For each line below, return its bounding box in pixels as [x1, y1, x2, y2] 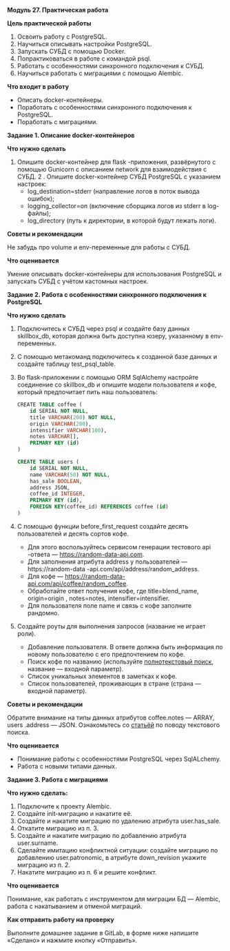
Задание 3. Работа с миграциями [7, 775, 108, 784]
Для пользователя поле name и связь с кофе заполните [27, 601, 192, 609]
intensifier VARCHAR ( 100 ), [30, 427, 107, 433]
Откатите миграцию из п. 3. [17, 824, 99, 832]
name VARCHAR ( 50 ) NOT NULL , [30, 471, 110, 478]
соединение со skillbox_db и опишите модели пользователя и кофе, [17, 380, 217, 389]
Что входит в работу [7, 83, 70, 90]
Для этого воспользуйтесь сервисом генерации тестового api [27, 542, 211, 551]
